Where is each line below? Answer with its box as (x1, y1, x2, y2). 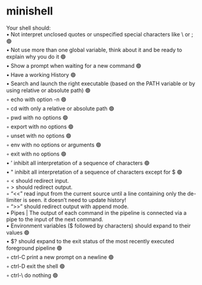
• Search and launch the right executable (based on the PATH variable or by (6, 80, 195, 87)
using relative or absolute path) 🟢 (6, 87, 91, 94)
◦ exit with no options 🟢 (6, 150, 67, 157)
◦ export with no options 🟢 (6, 123, 74, 130)
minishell (6, 4, 53, 18)
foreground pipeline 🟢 (6, 244, 62, 252)
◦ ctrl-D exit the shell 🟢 (6, 262, 65, 270)
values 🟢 (6, 229, 30, 236)
